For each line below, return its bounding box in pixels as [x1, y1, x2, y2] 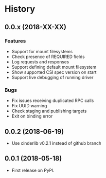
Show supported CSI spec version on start [11, 69, 97, 75]
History [4, 3, 35, 15]
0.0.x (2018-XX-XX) [4, 23, 67, 31]
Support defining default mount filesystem [11, 64, 97, 70]
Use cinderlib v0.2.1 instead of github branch [11, 140, 102, 146]
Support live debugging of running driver [11, 74, 94, 80]
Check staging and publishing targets [11, 108, 87, 114]
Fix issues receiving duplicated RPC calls [11, 98, 94, 103]
